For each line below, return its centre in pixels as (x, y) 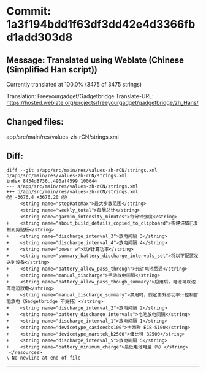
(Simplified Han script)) (52, 70)
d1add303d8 (40, 37)
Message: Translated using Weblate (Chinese (95, 60)
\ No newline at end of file (44, 358)
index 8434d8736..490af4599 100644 (52, 181)
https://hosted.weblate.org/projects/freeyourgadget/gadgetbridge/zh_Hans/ (103, 103)
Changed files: (35, 122)
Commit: (29, 11)
